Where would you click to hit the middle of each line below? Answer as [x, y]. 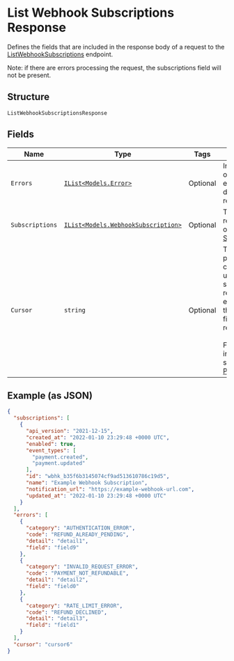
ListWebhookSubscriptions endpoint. [60, 54]
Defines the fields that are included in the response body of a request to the [116, 47]
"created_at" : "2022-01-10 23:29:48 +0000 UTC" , [97, 437]
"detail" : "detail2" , [57, 580]
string [75, 310]
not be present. [29, 75]
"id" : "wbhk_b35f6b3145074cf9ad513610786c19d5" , [97, 477]
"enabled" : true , [51, 444]
